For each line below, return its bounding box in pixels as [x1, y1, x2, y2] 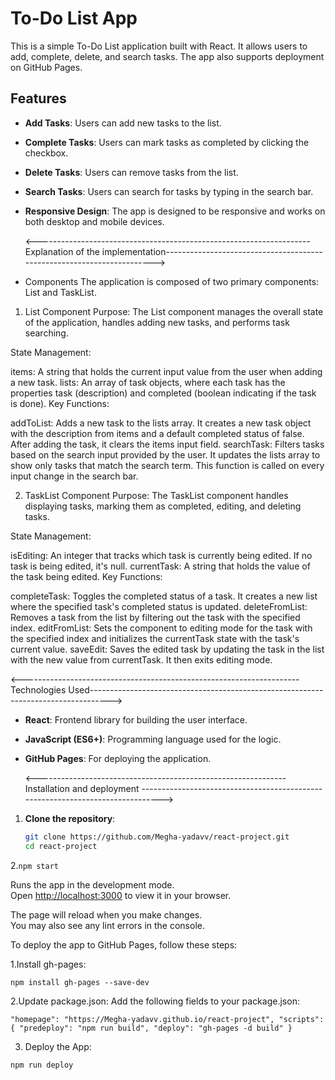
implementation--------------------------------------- [101, 245, 323, 257]
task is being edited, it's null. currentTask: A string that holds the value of [10, 560, 311, 572]
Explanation [24, 245, 74, 257]
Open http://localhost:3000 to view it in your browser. [10, 889, 232, 901]
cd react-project [24, 841, 98, 851]
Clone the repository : [24, 812, 116, 824]
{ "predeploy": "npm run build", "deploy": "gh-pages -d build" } [10, 1023, 293, 1033]
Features [10, 90, 67, 107]
